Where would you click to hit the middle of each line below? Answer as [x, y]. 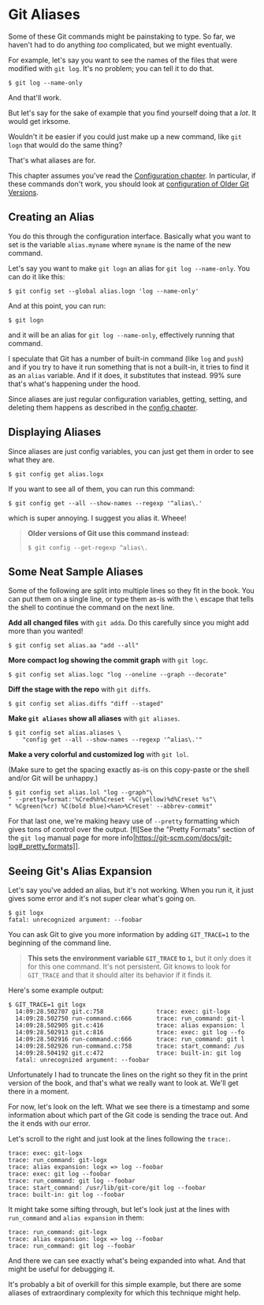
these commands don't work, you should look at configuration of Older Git [129, 184]
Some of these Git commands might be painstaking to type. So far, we [122, 36]
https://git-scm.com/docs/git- [184, 838]
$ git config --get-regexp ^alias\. [87, 547]
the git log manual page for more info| [72, 838]
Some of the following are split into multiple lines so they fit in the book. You [131, 591]
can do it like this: [37, 276]
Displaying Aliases [55, 432]
